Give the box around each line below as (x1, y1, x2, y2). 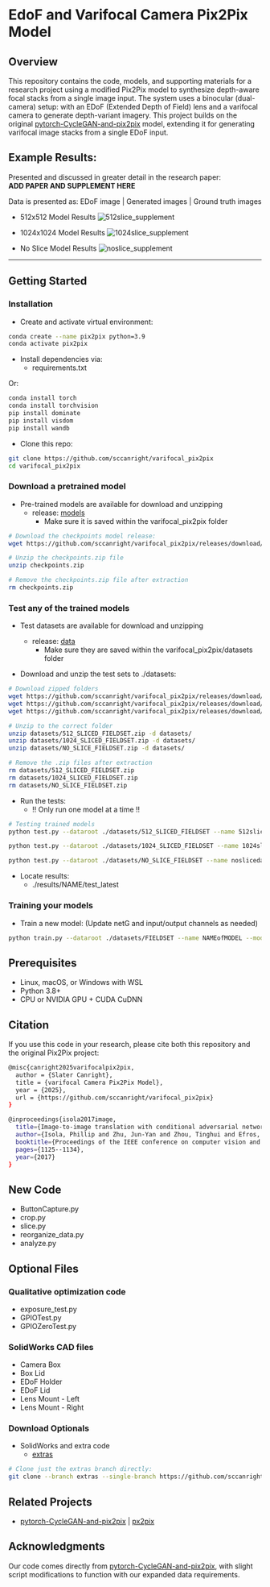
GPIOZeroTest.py (19, 1321, 77, 1331)
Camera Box (19, 1360, 62, 1369)
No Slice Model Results (19, 243, 97, 253)
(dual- (235, 93, 256, 102)
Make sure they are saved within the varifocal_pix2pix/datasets (43, 645, 253, 654)
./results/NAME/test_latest (31, 880, 119, 890)
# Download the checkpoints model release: (8, 532, 157, 540)
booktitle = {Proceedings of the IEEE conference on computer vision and (15, 1138, 261, 1146)
